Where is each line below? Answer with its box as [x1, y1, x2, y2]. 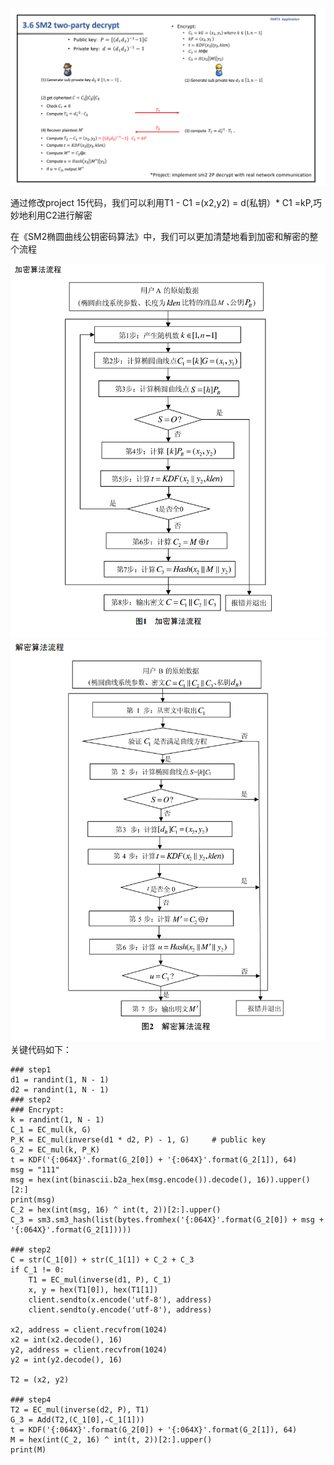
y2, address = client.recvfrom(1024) [10, 1344, 168, 1355]
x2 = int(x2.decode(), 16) [10, 1334, 123, 1345]
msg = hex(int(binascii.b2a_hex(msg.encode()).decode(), [10, 1174, 253, 1185]
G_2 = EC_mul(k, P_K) [10, 1144, 101, 1155]
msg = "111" [10, 1164, 60, 1175]
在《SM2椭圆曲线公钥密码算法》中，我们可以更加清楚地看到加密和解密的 [10, 230, 310, 242]
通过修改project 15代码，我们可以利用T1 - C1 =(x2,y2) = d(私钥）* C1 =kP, [10, 196, 314, 208]
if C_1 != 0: [10, 1264, 65, 1275]
